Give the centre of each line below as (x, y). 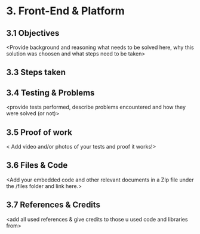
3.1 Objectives (33, 33)
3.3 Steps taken (36, 73)
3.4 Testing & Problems (50, 93)
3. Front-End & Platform (66, 11)
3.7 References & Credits (53, 205)
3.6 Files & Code (37, 165)
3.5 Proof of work (39, 132)
